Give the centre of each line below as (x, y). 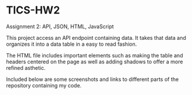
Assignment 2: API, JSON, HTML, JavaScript (60, 26)
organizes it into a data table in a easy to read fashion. (71, 44)
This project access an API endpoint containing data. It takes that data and (96, 38)
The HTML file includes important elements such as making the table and (95, 55)
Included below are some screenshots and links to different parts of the (92, 79)
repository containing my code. (44, 85)
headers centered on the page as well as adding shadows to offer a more (95, 62)
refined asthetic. (26, 67)
